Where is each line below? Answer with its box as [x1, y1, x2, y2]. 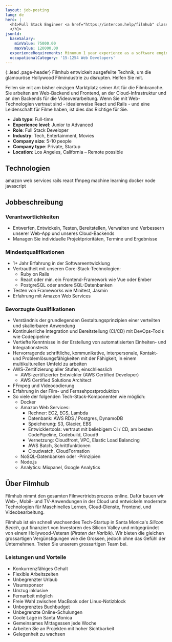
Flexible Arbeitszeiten [12, 571, 59, 577]
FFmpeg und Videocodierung [12, 383, 75, 389]
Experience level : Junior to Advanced [12, 122, 93, 128]
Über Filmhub [5, 479, 50, 488]
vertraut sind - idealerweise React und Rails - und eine [35, 101, 150, 107]
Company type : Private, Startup [12, 144, 81, 150]
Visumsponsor [12, 581, 44, 588]
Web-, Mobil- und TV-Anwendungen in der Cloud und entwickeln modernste [5, 498, 167, 505]
